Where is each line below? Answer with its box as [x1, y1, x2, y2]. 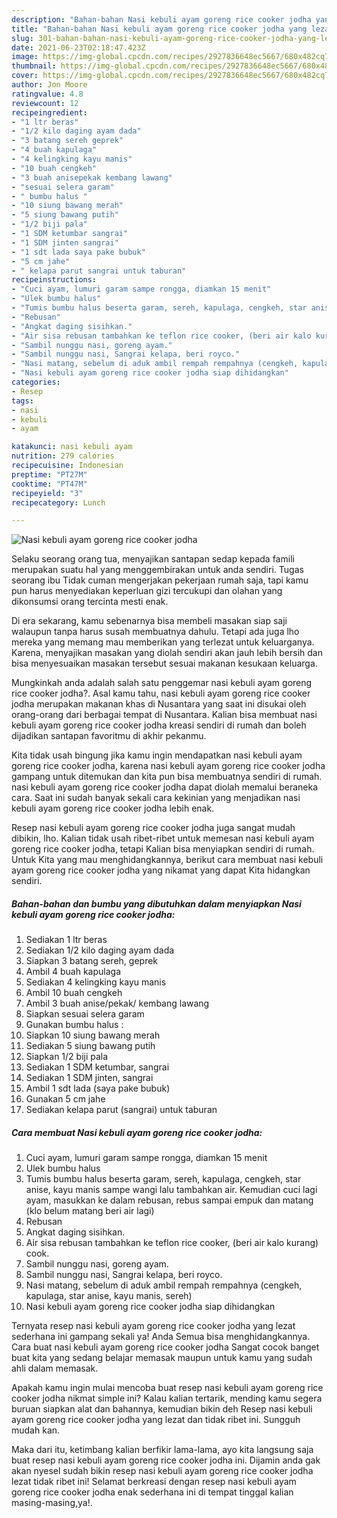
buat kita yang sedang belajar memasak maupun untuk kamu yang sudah [11, 1352, 313, 1364]
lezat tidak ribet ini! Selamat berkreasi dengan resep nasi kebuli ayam [11, 1476, 297, 1488]
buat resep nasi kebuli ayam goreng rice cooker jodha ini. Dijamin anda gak [11, 1454, 321, 1466]
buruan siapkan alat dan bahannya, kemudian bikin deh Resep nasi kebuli [11, 1403, 313, 1415]
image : [11, 52, 39, 62]
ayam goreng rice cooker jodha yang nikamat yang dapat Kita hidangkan [11, 864, 311, 876]
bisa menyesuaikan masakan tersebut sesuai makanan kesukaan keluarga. [11, 657, 318, 670]
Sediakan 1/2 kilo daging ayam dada [25, 944, 175, 956]
